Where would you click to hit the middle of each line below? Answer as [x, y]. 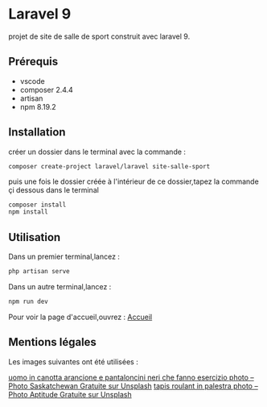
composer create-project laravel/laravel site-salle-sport [109, 166]
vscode [33, 81]
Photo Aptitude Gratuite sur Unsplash [70, 394]
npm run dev [28, 301]
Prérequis [33, 62]
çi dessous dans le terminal [53, 189]
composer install [37, 205]
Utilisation [35, 237]
